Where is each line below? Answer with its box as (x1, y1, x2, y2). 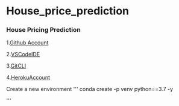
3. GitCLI (6, 62, 27, 69)
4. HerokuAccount (6, 74, 50, 81)
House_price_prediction (6, 4, 130, 18)
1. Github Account (6, 39, 49, 46)
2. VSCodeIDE (6, 51, 40, 58)
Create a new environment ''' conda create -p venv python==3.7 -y (6, 86, 174, 93)
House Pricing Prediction (6, 26, 81, 34)
